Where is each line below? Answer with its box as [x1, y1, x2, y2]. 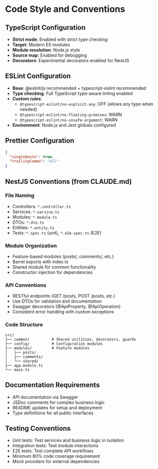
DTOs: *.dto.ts [12, 219, 45, 225]
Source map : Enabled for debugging [12, 52, 87, 58]
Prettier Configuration [5, 137, 74, 145]
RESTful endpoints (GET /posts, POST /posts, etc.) [12, 293, 115, 299]
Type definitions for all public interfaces [12, 410, 94, 416]
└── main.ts [5, 367, 30, 372]
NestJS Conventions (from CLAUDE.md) [5, 177, 132, 186]
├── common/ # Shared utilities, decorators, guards [5, 337, 136, 342]
